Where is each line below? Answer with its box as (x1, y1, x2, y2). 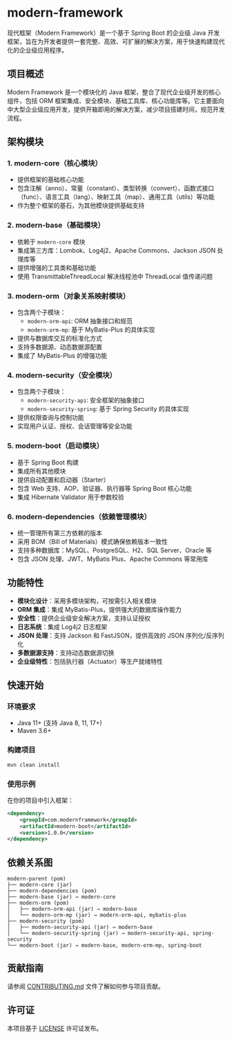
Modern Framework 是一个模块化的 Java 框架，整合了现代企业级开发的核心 (7, 88, 221, 96)
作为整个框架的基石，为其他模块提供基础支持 (17, 201, 145, 210)
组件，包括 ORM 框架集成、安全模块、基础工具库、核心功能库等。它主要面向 (7, 96, 224, 105)
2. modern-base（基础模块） (7, 220, 105, 230)
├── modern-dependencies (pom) (7, 887, 97, 894)
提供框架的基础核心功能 (17, 175, 84, 184)
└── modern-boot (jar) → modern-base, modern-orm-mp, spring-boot (7, 942, 202, 949)
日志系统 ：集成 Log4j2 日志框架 (17, 622, 108, 631)
